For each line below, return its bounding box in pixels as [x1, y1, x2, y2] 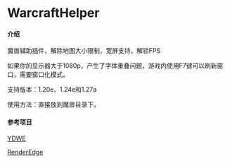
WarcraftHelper [7, 5, 100, 21]
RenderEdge [7, 147, 44, 156]
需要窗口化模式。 [19, 71, 69, 79]
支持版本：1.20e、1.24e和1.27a [7, 85, 97, 94]
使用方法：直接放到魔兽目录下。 [7, 100, 100, 109]
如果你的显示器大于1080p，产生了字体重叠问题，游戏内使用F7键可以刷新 [7, 61, 217, 70]
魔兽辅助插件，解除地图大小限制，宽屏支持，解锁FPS [7, 47, 161, 55]
